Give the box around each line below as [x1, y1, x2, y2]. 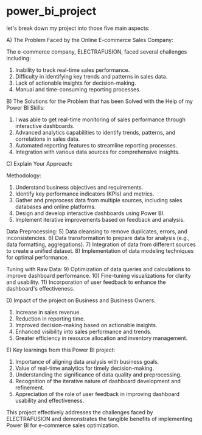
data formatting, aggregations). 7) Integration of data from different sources [6, 241, 197, 248]
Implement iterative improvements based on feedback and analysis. [15, 216, 185, 223]
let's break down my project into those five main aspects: [6, 24, 150, 32]
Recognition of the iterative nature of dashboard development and [15, 377, 181, 384]
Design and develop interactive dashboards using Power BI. [15, 209, 165, 217]
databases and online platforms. [15, 203, 96, 210]
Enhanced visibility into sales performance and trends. [15, 328, 152, 335]
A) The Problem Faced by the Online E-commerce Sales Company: [6, 36, 173, 43]
